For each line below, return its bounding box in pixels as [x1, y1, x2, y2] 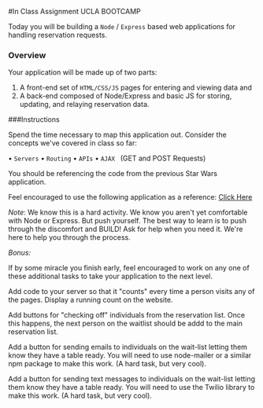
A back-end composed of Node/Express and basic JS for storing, [19, 91, 232, 101]
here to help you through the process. [8, 233, 131, 242]
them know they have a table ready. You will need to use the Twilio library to [8, 383, 255, 392]
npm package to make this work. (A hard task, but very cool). [8, 359, 207, 369]
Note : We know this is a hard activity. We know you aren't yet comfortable [8, 208, 248, 217]
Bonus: [8, 248, 31, 258]
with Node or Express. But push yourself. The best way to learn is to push [8, 216, 246, 226]
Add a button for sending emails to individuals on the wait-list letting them [8, 342, 248, 352]
